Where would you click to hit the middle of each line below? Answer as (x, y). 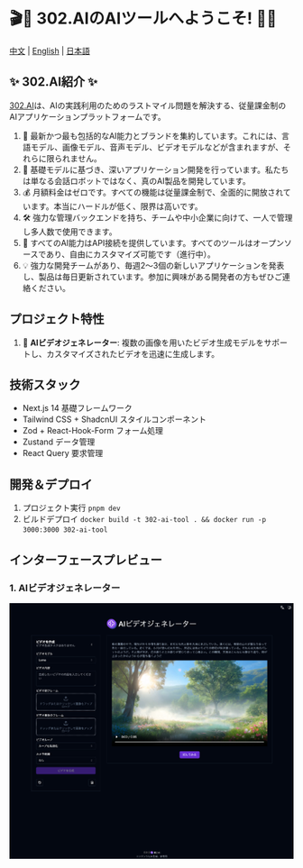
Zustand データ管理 (59, 442)
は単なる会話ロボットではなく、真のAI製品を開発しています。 (136, 180)
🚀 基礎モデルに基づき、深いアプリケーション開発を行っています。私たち (156, 169)
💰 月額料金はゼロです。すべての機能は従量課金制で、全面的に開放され (153, 192)
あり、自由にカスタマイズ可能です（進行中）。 (130, 254)
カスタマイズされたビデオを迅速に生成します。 (133, 353)
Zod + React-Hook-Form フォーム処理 (93, 431)
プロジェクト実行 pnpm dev (72, 508)
